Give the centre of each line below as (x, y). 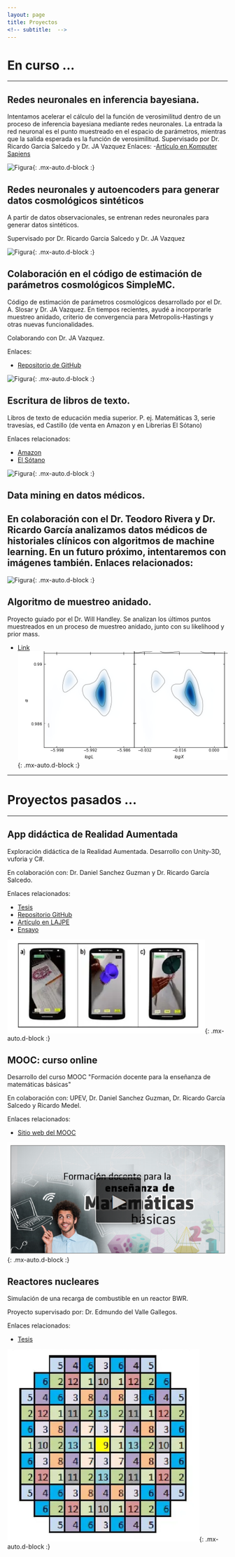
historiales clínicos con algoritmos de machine (111, 541)
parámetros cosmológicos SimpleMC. (91, 285)
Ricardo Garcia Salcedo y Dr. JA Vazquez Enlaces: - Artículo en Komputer (112, 147)
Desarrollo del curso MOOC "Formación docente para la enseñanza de (109, 1077)
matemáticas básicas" (39, 1085)
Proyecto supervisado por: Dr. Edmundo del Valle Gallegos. (92, 1312)
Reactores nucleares (53, 1282)
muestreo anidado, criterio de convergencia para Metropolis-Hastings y (111, 316)
